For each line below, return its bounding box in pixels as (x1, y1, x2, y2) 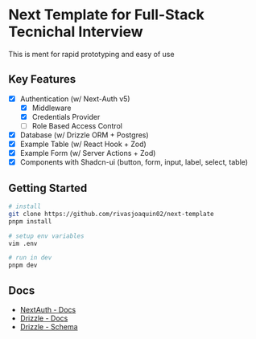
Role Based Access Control (31, 120, 123, 130)
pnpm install (8, 217, 52, 226)
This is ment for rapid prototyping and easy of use (8, 49, 175, 59)
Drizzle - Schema (19, 322, 78, 331)
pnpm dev (8, 261, 38, 270)
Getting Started (8, 181, 88, 194)
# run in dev (8, 254, 52, 262)
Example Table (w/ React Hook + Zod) (19, 139, 147, 149)
